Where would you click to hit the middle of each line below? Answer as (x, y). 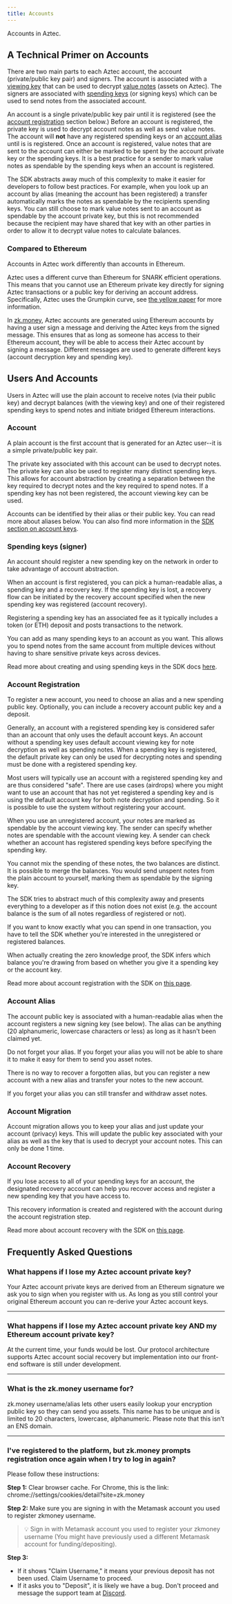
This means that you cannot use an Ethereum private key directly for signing (116, 284)
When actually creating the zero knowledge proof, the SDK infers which (109, 955)
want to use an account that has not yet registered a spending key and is (110, 792)
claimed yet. (25, 1038)
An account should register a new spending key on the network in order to (113, 562)
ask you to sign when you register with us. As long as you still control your (113, 1294)
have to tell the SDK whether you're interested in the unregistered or (104, 934)
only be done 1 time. (36, 1149)
